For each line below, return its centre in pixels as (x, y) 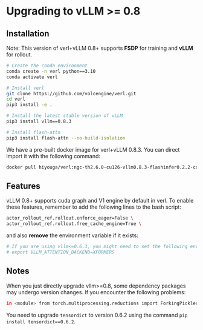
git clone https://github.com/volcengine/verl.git (71, 93)
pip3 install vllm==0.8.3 (39, 121)
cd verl (16, 99)
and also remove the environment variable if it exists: (72, 235)
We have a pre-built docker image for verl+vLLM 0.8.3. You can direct (93, 149)
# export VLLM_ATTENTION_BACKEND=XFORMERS (60, 252)
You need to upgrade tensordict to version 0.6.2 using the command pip (97, 315)
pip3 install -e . (29, 105)
